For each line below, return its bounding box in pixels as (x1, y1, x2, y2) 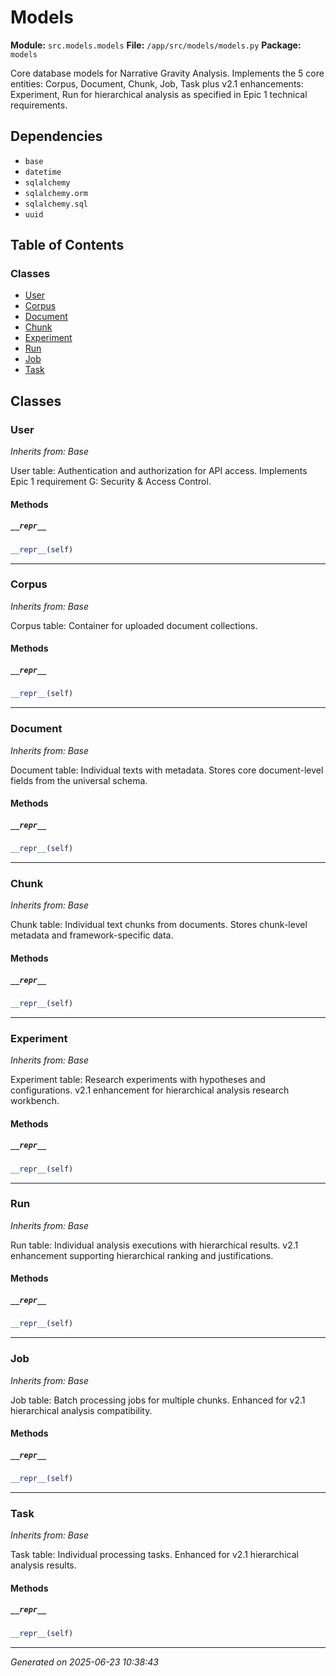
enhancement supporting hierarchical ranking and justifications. (10, 1249, 274, 1261)
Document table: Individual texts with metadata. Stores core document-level (10, 764, 324, 776)
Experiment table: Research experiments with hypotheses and (10, 1074, 266, 1086)
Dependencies (10, 128, 103, 145)
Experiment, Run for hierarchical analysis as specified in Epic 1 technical (10, 88, 308, 100)
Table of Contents (10, 237, 125, 254)
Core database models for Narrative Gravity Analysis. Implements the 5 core (10, 67, 325, 79)
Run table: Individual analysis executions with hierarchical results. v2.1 (10, 1239, 299, 1251)
